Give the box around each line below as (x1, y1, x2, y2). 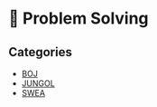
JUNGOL (21, 78, 55, 89)
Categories (8, 44, 73, 60)
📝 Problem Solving (8, 8, 150, 29)
